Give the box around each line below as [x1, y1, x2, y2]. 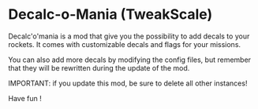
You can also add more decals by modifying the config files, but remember [8, 55, 251, 64]
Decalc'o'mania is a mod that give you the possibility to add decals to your [8, 31, 250, 41]
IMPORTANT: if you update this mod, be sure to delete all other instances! [8, 78, 248, 88]
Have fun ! [8, 93, 42, 103]
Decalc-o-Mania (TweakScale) [8, 5, 213, 24]
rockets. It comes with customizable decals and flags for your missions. [8, 39, 241, 49]
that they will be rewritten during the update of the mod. [8, 63, 190, 72]
